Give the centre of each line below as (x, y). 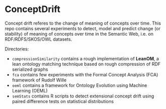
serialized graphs (30, 69)
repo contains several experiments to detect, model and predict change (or (83, 28)
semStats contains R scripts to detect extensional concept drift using (83, 96)
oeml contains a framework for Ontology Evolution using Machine (79, 85)
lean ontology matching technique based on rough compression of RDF (86, 64)
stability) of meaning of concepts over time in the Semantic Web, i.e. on (79, 34)
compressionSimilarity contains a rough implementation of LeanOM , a (86, 58)
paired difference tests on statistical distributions (63, 101)
